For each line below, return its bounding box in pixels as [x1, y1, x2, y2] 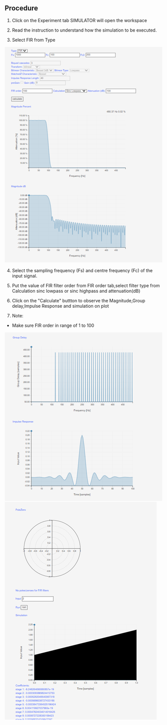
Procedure [4, 4, 38, 13]
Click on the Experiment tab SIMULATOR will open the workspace [11, 17, 147, 23]
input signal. [11, 273, 37, 279]
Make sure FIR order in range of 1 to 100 [11, 322, 94, 328]
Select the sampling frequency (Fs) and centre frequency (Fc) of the [11, 268, 153, 274]
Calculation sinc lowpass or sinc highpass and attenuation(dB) [11, 288, 140, 294]
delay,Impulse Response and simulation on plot [11, 303, 109, 309]
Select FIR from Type [11, 37, 55, 43]
